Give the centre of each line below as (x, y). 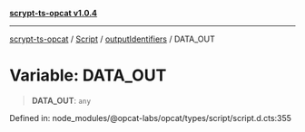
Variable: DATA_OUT (88, 75)
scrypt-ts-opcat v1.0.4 (54, 13)
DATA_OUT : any (61, 100)
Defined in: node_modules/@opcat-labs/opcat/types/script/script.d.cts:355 (151, 118)
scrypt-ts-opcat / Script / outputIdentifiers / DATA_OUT (113, 39)
